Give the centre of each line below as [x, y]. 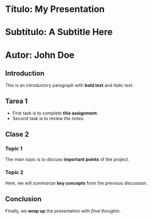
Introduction [25, 73]
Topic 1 [14, 148]
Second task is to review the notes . [48, 118]
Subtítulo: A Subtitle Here [59, 32]
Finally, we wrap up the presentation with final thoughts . [63, 210]
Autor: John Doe [40, 55]
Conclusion [23, 199]
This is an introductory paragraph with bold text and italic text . [69, 85]
